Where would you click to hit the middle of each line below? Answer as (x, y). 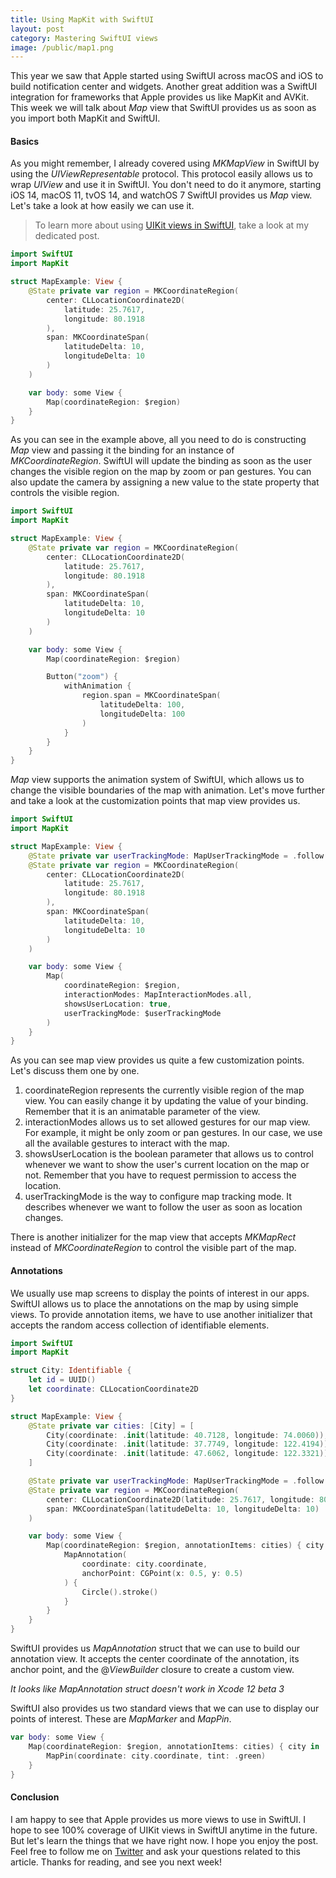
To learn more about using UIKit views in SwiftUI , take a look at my (172, 225)
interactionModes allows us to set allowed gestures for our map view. (167, 1122)
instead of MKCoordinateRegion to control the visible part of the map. (153, 1248)
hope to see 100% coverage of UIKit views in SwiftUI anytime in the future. (164, 1830)
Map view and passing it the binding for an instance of (122, 450)
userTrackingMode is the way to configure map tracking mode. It (158, 1197)
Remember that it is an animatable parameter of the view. (142, 1112)
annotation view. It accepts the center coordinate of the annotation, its (155, 1659)
